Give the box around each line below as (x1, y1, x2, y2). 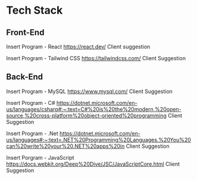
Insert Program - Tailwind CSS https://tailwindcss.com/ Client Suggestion (6, 55, 186, 61)
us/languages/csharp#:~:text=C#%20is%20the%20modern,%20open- (6, 105, 182, 113)
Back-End (6, 72, 43, 82)
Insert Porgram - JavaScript (6, 154, 74, 161)
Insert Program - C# (6, 99, 55, 106)
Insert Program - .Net (6, 129, 58, 137)
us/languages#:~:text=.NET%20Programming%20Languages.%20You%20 (6, 136, 192, 143)
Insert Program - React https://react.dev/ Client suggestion (6, 43, 151, 50)
